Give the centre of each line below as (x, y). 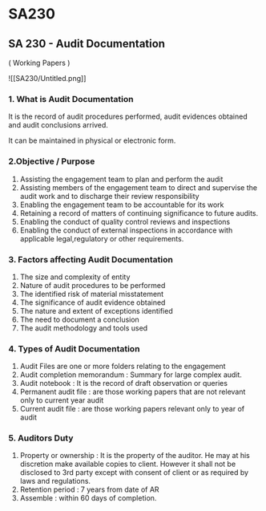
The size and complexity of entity (75, 277)
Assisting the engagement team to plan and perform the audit (121, 179)
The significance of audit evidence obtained (93, 302)
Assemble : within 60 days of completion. (88, 498)
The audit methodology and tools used (84, 328)
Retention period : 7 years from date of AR (89, 489)
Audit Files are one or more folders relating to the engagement (123, 367)
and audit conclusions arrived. (58, 125)
